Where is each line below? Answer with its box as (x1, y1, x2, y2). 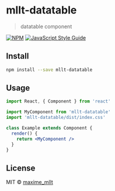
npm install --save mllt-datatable (6, 67, 93, 73)
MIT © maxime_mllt (6, 179, 54, 186)
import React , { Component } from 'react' (6, 98, 111, 104)
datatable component (20, 23, 72, 30)
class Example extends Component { (6, 125, 93, 131)
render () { (11, 130, 38, 137)
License (6, 163, 36, 173)
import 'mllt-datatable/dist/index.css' (6, 115, 106, 121)
